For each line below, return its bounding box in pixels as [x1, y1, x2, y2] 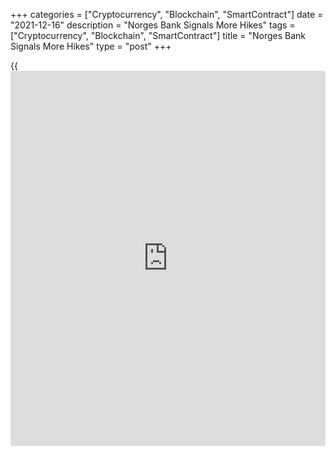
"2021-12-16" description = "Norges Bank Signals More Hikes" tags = [10, 19, 296, 31]
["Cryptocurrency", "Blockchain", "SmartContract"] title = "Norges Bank [10, 30, 307, 41]
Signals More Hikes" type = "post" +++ [10, 40, 172, 52]
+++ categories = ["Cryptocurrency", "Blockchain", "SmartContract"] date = [10, 9, 324, 20]
